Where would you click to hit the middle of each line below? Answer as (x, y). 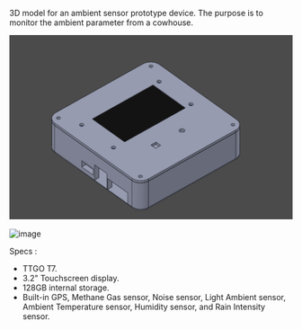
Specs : (23, 251)
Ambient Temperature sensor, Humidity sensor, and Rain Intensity (144, 307)
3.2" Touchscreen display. (71, 278)
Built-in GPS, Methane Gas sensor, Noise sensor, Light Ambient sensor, (154, 297)
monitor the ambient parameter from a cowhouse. (102, 22)
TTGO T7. (40, 268)
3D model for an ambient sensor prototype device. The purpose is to (136, 13)
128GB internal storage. (66, 288)
